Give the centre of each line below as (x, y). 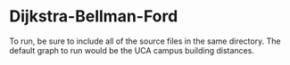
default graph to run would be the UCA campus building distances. (132, 50)
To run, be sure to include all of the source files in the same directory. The (145, 41)
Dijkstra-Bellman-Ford (94, 16)
